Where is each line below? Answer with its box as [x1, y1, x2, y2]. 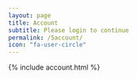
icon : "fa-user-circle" [8, 41, 87, 49]
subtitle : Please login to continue [8, 26, 129, 34]
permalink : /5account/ [8, 33, 83, 42]
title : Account [8, 19, 59, 27]
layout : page [8, 11, 51, 20]
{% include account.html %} [8, 62, 101, 72]
